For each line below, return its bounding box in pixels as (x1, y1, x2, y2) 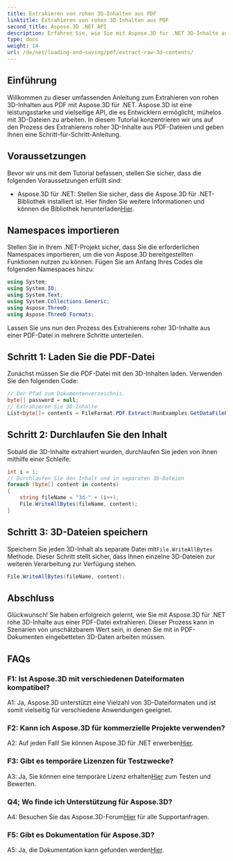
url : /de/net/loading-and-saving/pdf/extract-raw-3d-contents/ (7, 49, 194, 56)
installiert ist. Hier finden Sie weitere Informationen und (47, 197, 205, 205)
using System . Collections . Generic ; (7, 298, 110, 305)
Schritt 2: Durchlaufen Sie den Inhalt (7, 429, 168, 441)
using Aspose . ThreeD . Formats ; (7, 311, 95, 318)
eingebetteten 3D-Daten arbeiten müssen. (44, 633, 166, 641)
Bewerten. (7, 780, 37, 788)
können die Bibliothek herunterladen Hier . (17, 204, 135, 213)
